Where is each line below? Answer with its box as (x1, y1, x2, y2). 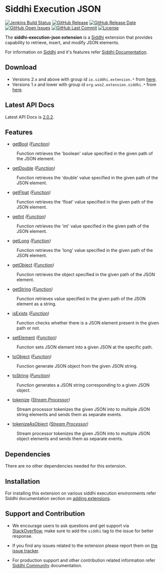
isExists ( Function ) (12, 310, 50, 317)
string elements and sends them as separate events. (16, 412, 122, 418)
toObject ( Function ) (12, 354, 52, 360)
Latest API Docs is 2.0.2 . (5, 114, 55, 120)
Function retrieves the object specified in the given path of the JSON (16, 272, 155, 277)
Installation (5, 477, 40, 486)
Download (5, 63, 37, 72)
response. (12, 533, 33, 539)
